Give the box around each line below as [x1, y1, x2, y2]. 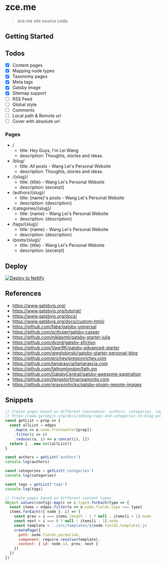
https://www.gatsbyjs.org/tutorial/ [12, 308, 82, 314]
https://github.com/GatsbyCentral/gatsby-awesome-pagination [12, 371, 141, 377]
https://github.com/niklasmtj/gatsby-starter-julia [12, 334, 110, 340]
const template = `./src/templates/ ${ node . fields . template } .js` [14, 523, 149, 528]
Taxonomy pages [12, 73, 48, 79]
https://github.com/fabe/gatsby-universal [12, 324, 97, 330]
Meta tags [12, 79, 33, 85]
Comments [12, 107, 35, 113]
